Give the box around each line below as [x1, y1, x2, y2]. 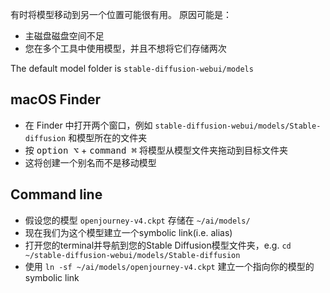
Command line [10, 186, 103, 203]
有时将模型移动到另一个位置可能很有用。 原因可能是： [10, 9, 232, 20]
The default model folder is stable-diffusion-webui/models [10, 63, 254, 74]
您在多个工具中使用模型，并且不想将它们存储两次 [24, 43, 227, 54]
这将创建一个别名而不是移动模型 [24, 156, 157, 168]
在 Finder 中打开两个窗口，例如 [24, 119, 153, 131]
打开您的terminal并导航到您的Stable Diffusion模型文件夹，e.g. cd [24, 239, 292, 251]
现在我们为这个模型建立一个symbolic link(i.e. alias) [24, 226, 233, 238]
